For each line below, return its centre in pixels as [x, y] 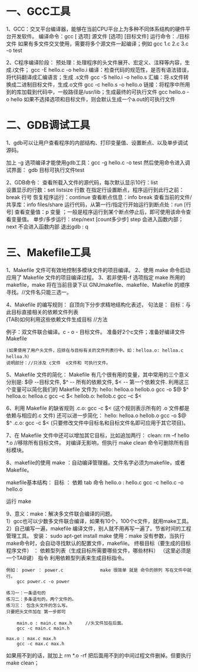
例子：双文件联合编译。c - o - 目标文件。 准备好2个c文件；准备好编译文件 [96, 332]
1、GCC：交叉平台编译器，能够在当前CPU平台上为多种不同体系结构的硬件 [96, 29]
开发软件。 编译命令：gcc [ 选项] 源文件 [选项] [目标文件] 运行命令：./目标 [100, 36]
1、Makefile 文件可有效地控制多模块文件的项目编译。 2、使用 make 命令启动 [98, 270]
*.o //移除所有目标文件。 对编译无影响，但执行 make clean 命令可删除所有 [95, 442]
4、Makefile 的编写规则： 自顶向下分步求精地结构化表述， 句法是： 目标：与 [98, 304]
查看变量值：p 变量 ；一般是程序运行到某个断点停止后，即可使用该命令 [100, 211]
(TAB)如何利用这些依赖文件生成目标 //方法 [57, 319]
